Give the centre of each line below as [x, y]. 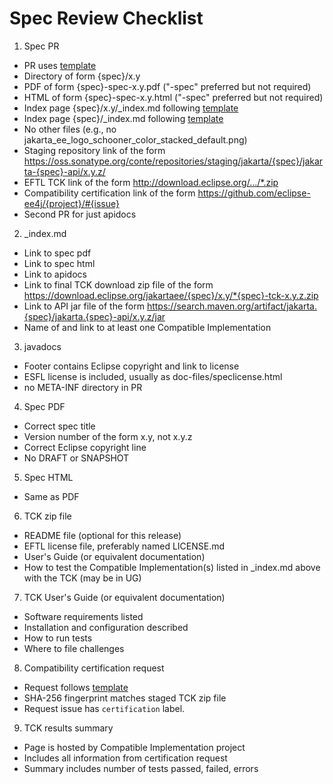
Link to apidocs [55, 274]
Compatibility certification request [94, 668]
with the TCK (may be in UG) [82, 578]
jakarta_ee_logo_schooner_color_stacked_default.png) [135, 139]
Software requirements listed [83, 616]
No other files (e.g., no [70, 129]
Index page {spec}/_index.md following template [123, 118]
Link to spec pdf [57, 253]
